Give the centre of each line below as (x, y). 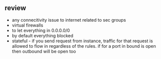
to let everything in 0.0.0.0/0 (41, 30)
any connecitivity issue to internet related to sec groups (69, 20)
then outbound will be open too (44, 51)
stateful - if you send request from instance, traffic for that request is (82, 41)
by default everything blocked (42, 35)
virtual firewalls (27, 25)
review (15, 8)
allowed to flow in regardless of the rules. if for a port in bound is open (84, 46)
